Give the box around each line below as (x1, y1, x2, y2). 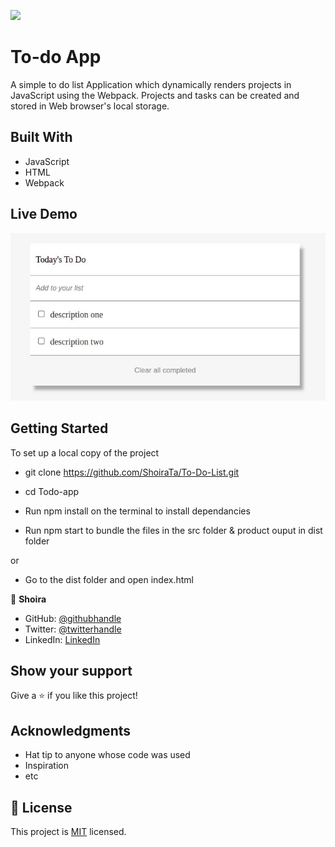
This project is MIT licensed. (10, 826, 127, 837)
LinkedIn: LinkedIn (24, 633, 101, 645)
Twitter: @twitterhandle (24, 623, 122, 635)
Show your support (10, 662, 133, 679)
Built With (10, 129, 73, 146)
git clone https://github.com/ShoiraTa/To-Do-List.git (24, 466, 240, 478)
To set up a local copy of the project (10, 446, 160, 459)
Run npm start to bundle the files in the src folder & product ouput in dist (24, 524, 323, 536)
